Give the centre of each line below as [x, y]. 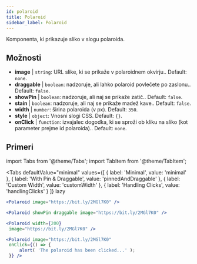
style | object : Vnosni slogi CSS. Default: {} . [68, 116]
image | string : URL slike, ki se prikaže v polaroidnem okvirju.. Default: [101, 72]
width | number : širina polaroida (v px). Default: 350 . [76, 110]
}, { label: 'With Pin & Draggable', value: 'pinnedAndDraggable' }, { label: [93, 179]
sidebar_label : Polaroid [36, 22]
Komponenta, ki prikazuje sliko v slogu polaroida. [66, 39]
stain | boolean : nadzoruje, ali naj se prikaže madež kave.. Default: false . [103, 103]
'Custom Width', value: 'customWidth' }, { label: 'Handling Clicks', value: [93, 185]
